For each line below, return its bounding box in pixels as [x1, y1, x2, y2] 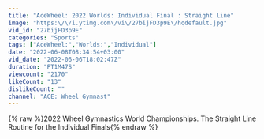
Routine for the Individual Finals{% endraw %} [8, 122, 158, 132]
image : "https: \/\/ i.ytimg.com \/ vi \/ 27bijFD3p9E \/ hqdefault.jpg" [8, 19, 227, 27]
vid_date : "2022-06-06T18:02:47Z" [8, 56, 122, 64]
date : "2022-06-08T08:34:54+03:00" [8, 48, 125, 56]
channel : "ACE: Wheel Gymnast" [8, 92, 111, 100]
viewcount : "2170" [8, 70, 69, 78]
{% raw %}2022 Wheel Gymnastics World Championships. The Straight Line [8, 114, 257, 123]
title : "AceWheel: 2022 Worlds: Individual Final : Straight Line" [8, 11, 235, 20]
